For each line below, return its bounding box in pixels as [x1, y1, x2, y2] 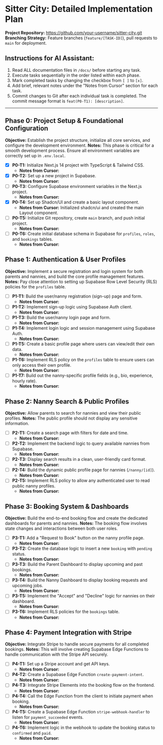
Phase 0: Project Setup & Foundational [5, 117, 124, 125]
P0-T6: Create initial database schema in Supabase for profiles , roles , [12, 231, 155, 237]
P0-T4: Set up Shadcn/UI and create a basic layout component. [12, 199, 140, 205]
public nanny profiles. [12, 483, 56, 489]
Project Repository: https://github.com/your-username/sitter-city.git [5, 30, 142, 35]
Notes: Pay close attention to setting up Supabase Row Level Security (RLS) [5, 278, 158, 285]
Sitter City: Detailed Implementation [5, 3, 153, 15]
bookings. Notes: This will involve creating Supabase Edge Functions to [5, 646, 149, 652]
